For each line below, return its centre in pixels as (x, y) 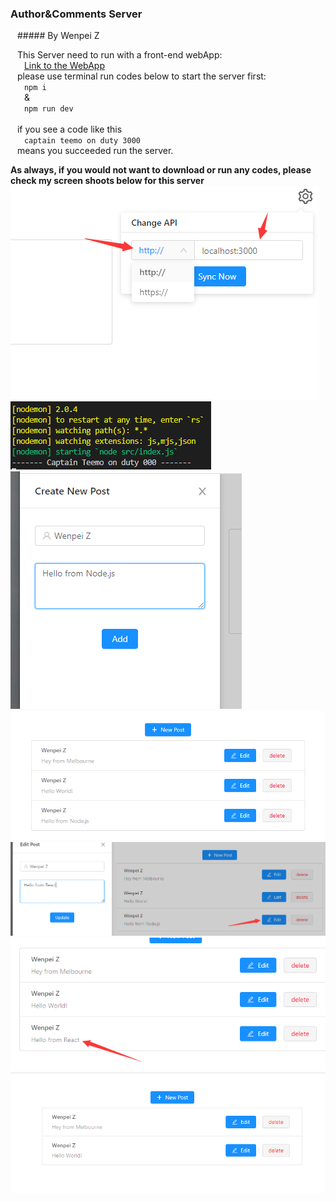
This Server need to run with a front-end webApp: (119, 55)
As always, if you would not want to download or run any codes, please (161, 170)
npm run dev (48, 109)
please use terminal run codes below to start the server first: (141, 76)
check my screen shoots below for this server (107, 181)
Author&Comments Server (76, 14)
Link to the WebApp (64, 66)
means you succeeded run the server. (95, 151)
